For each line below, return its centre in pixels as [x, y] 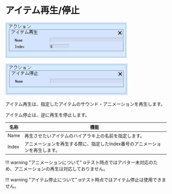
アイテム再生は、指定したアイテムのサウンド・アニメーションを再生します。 [85, 104]
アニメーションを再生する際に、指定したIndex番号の [79, 144]
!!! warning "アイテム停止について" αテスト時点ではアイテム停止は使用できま [86, 180]
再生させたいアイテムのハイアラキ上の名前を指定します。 [84, 135]
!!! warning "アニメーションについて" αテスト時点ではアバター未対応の [79, 163]
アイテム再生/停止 [43, 11]
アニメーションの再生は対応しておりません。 [61, 169]
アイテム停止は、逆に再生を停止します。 [48, 115]
